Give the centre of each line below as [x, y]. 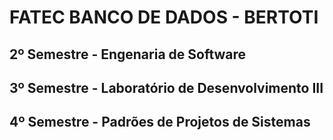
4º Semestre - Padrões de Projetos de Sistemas [160, 122]
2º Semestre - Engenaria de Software [128, 54]
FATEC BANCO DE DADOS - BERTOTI [164, 17]
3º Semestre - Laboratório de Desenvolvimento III [166, 87]
